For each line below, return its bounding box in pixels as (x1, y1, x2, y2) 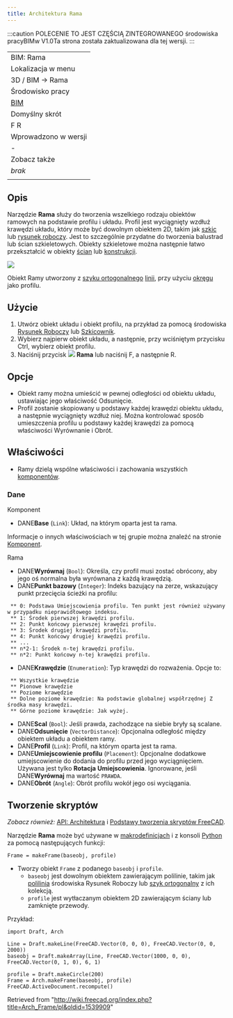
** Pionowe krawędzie (10, 684, 73, 691)
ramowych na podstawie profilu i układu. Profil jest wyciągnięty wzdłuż (7, 217, 211, 226)
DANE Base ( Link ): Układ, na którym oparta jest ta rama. (17, 519, 177, 527)
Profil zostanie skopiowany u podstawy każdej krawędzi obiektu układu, (17, 404, 224, 412)
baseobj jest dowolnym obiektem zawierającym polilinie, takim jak (27, 872, 216, 880)
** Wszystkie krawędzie (10, 677, 79, 684)
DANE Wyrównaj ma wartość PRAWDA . (17, 771, 122, 780)
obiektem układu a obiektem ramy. (17, 734, 117, 743)
